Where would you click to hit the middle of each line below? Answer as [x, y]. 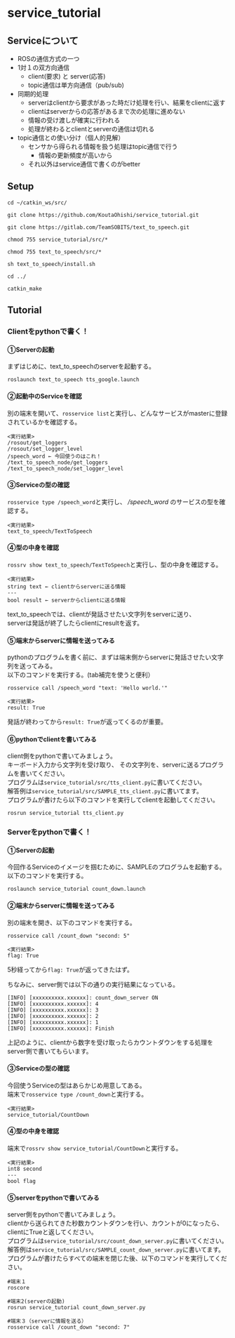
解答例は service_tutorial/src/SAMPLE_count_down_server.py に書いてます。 [116, 1250]
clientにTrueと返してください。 [52, 1232]
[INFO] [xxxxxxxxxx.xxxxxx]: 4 [53, 1004]
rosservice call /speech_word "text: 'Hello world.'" [88, 688]
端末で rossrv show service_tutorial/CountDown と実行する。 [95, 1148]
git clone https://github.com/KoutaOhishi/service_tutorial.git [103, 215]
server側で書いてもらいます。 [50, 1051]
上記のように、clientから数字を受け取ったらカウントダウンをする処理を [110, 1042]
